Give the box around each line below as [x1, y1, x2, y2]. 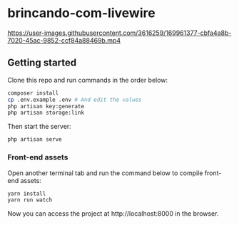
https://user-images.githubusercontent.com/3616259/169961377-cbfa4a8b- [7, 28, 232, 37]
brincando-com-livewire [7, 5, 156, 21]
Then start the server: [7, 122, 71, 131]
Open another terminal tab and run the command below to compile [7, 169, 203, 177]
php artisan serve [7, 136, 62, 143]
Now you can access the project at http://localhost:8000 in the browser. [7, 209, 219, 218]
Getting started [7, 57, 77, 69]
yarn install [7, 190, 46, 197]
